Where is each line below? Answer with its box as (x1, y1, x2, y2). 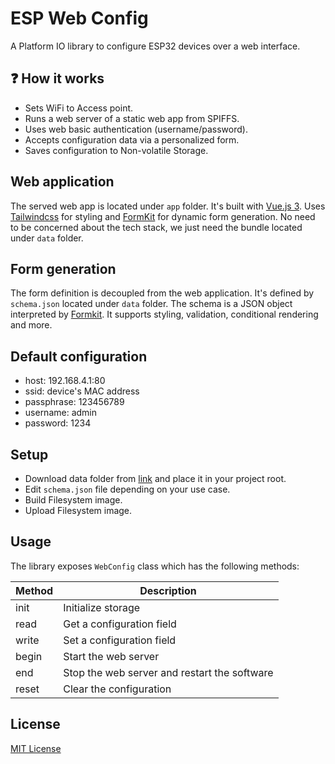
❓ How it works (10, 70, 105, 87)
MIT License (10, 742, 62, 754)
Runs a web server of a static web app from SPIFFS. (24, 112, 240, 124)
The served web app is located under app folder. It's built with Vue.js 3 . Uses (10, 200, 326, 212)
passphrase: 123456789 (24, 396, 125, 408)
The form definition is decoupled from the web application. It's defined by (10, 287, 315, 299)
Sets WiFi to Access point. (24, 102, 134, 114)
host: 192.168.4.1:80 (24, 375, 106, 387)
